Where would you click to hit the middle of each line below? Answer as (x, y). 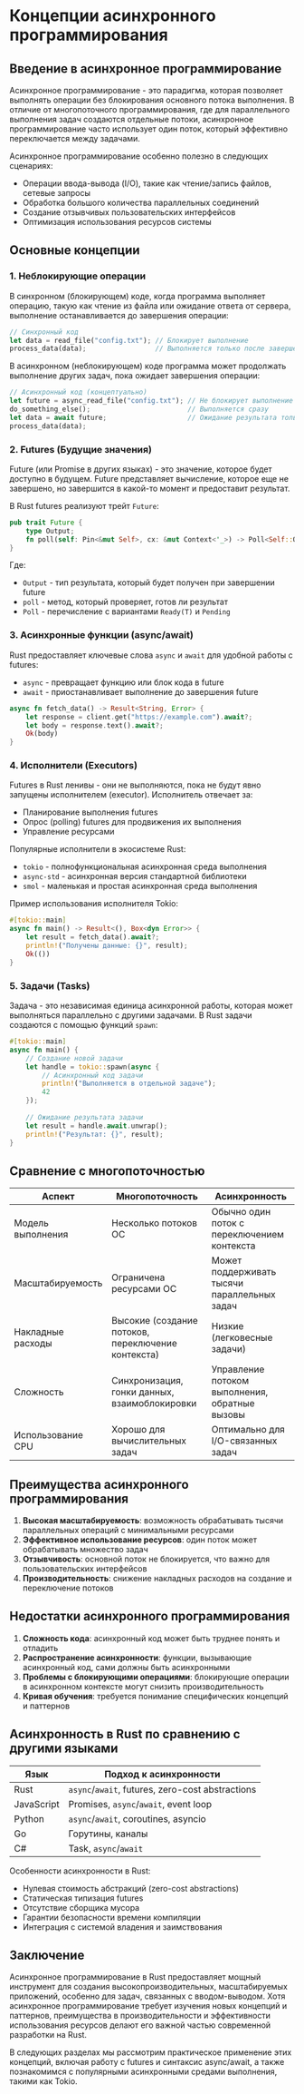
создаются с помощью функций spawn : (84, 1025)
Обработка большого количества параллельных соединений (141, 202)
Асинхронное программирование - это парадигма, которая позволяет (146, 90)
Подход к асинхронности (162, 1774)
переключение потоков (68, 1588)
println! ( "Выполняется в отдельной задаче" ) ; (129, 1084)
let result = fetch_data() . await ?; (93, 937)
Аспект (58, 1197)
